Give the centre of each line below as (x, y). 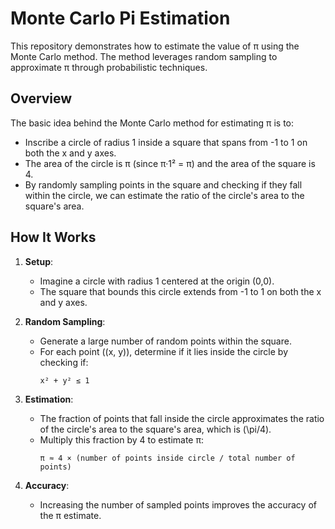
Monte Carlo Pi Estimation (120, 18)
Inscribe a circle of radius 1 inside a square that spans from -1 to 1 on (166, 142)
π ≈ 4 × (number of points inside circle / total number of (167, 458)
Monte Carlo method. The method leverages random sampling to (144, 56)
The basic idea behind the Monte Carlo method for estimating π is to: (152, 123)
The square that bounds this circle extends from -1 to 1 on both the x (180, 291)
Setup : (39, 261)
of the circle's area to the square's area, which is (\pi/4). (155, 429)
